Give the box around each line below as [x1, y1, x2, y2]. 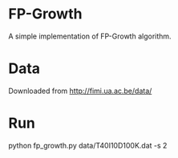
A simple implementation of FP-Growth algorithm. [8, 31, 172, 41]
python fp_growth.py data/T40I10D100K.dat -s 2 [8, 140, 168, 150]
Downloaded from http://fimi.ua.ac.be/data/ [8, 86, 152, 95]
